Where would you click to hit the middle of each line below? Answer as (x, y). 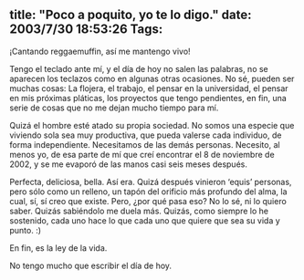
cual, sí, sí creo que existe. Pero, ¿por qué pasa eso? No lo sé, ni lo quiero (148, 201)
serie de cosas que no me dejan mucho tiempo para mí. (114, 108)
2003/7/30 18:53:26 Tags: (86, 30)
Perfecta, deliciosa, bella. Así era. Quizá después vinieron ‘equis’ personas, (151, 181)
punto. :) (26, 230)
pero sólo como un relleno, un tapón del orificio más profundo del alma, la (148, 192)
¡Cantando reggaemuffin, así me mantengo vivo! (100, 51)
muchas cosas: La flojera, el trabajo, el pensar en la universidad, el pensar (149, 88)
